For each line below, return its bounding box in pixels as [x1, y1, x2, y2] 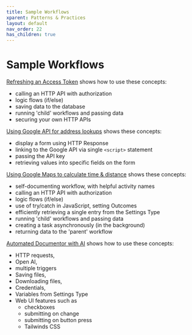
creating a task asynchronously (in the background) [15, 222, 145, 229]
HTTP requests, [15, 251, 55, 259]
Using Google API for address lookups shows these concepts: [6, 128, 162, 135]
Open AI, [15, 258, 38, 265]
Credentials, [15, 284, 46, 292]
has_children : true [6, 32, 56, 38]
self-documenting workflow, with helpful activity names [15, 182, 155, 190]
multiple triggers [15, 265, 57, 272]
